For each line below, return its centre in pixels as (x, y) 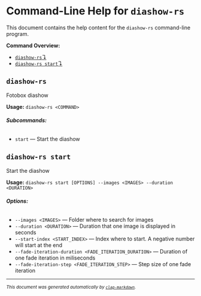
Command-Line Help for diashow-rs (95, 11)
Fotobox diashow (28, 95)
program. (18, 33)
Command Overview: (33, 45)
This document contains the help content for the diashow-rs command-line (98, 28)
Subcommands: (26, 120)
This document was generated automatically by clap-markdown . (71, 287)
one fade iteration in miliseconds (55, 258)
